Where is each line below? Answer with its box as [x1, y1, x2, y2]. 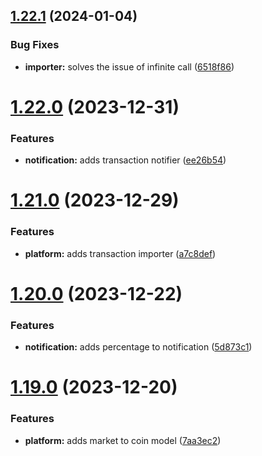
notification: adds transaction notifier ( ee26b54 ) [24, 154, 227, 166]
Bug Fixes [10, 38, 60, 52]
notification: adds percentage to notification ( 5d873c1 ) [24, 341, 253, 353]
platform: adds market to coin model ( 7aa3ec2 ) [24, 434, 222, 446]
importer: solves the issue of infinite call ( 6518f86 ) [24, 60, 235, 73]
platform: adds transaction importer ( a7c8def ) [24, 247, 217, 259]
